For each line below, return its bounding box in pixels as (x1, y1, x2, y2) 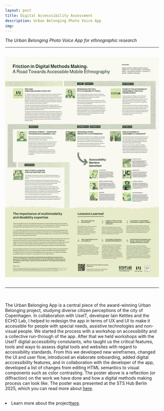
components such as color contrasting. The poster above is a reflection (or (5, 370, 156, 376)
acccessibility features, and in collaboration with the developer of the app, (5, 360, 154, 365)
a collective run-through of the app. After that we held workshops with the (5, 334, 155, 339)
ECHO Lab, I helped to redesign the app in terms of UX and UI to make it (5, 318, 150, 324)
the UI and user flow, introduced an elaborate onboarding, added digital (5, 354, 149, 360)
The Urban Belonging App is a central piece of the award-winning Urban (5, 302, 151, 308)
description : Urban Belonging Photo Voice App (5, 18, 102, 23)
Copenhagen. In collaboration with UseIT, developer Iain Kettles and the (5, 313, 150, 318)
